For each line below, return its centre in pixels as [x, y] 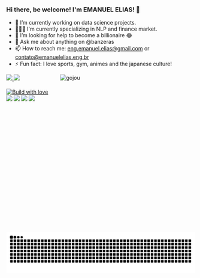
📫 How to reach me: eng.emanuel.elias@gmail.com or [82, 49]
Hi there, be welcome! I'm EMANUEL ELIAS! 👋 [73, 10]
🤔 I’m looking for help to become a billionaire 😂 [74, 35]
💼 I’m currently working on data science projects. [75, 23]
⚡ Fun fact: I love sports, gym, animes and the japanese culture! [93, 64]
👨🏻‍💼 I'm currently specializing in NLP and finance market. [86, 29]
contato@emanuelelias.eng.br [52, 57]
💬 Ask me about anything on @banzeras [64, 42]
